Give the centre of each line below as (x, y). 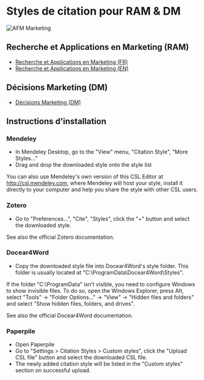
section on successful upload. (53, 370)
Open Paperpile (35, 345)
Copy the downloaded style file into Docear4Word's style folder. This (102, 266)
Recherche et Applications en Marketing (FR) (71, 62)
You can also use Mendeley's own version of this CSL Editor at (85, 177)
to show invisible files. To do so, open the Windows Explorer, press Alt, (95, 290)
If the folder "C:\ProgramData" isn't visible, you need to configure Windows (101, 284)
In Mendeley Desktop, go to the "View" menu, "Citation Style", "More (101, 152)
